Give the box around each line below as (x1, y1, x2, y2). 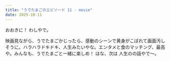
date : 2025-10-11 (5, 12, 42, 17)
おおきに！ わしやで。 (5, 26, 51, 33)
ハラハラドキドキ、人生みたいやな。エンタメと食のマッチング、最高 (22, 44, 165, 50)
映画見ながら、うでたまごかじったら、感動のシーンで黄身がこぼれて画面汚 (5, 38, 161, 44)
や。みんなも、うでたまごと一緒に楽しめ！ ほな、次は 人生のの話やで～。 (5, 50, 159, 56)
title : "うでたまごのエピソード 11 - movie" (5, 7, 93, 13)
